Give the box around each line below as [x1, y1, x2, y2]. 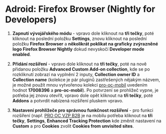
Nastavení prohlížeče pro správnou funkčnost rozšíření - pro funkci [12, 107, 154, 113]
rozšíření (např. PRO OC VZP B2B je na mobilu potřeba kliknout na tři [12, 112, 153, 118]
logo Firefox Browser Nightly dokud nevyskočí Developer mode [12, 46, 145, 52]
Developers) [5, 14, 57, 25]
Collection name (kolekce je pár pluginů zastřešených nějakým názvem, [12, 77, 160, 83]
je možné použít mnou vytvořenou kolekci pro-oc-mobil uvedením [12, 82, 148, 88]
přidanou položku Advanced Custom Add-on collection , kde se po [12, 66, 150, 72]
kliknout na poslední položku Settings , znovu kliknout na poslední [12, 36, 147, 42]
